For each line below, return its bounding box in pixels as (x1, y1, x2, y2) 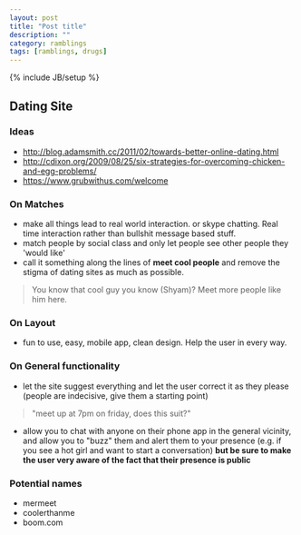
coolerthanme (22, 508, 75, 518)
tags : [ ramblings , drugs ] (9, 47, 107, 56)
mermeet (22, 498, 57, 509)
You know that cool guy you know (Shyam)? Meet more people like (31, 284, 282, 295)
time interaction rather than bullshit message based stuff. (22, 228, 237, 239)
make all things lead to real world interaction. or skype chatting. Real (22, 219, 278, 230)
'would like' (22, 247, 66, 259)
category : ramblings (9, 38, 88, 48)
